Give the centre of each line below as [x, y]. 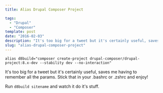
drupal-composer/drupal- [114, 59]
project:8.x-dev [21, 63]
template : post [20, 32]
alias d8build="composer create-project [47, 59]
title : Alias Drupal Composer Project [44, 9]
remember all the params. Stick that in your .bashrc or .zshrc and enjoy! [77, 77]
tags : [10, 18]
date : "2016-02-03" [25, 36]
